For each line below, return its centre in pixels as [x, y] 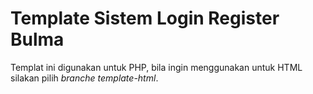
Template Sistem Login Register [145, 18]
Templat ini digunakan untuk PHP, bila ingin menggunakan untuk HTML [156, 67]
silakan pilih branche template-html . [84, 78]
